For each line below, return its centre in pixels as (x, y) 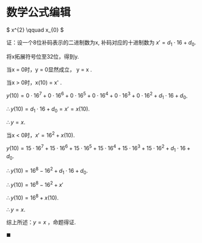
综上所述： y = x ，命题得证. (41, 222)
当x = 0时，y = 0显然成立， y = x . (49, 69)
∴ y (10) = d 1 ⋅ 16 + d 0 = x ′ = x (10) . (48, 109)
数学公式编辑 (39, 13)
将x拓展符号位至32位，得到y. (43, 56)
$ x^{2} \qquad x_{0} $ (35, 30)
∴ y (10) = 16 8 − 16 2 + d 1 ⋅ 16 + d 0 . (47, 171)
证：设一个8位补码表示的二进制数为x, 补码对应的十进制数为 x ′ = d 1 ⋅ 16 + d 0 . (101, 43)
